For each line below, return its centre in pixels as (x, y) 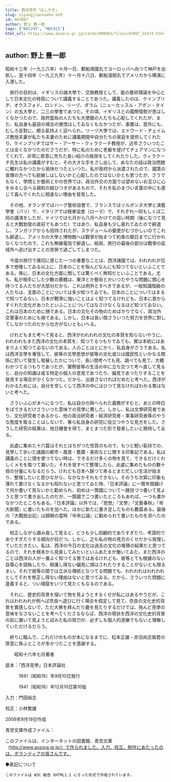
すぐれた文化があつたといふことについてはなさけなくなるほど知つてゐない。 (85, 305)
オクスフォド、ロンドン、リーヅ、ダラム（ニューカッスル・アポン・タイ (89, 105)
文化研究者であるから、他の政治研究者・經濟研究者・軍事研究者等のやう (90, 415)
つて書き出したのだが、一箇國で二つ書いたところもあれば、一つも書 (90, 496)
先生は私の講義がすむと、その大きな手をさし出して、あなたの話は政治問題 (87, 162)
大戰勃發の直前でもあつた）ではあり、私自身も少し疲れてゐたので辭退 (88, 224)
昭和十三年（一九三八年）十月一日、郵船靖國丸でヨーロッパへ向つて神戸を (83, 69)
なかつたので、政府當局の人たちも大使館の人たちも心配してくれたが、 (83, 118)
